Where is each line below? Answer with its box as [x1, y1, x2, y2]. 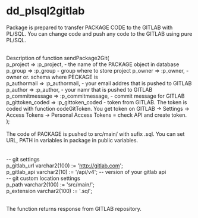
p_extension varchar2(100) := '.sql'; [6, 187, 93, 194]
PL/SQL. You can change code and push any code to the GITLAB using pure [6, 30, 193, 37]
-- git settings [6, 155, 40, 163]
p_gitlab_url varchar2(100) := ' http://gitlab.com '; [6, 162, 124, 169]
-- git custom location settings [6, 175, 80, 182]
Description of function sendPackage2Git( [6, 54, 109, 61]
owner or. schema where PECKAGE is [6, 73, 98, 80]
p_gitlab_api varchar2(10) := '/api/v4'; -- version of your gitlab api [6, 168, 166, 175]
